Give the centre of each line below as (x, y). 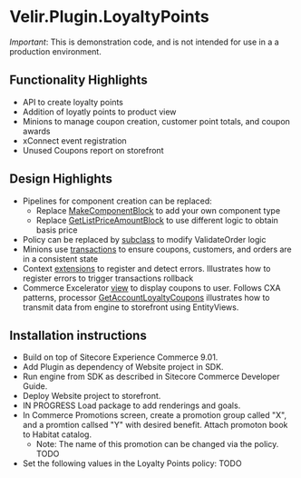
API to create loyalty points (73, 102)
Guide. (35, 386)
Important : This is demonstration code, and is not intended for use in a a (144, 42)
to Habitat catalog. (57, 434)
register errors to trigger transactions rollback (108, 278)
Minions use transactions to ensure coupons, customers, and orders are (157, 249)
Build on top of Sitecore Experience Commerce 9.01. (120, 357)
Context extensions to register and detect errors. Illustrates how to (146, 268)
